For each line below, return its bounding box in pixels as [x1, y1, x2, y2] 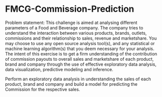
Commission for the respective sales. [5, 86, 80, 92]
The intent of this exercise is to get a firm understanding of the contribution [5, 50, 158, 57]
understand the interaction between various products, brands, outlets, [5, 30, 147, 36]
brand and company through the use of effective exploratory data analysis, [5, 61, 157, 67]
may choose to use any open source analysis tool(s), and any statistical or [5, 40, 155, 46]
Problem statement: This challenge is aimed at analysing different [5, 20, 137, 25]
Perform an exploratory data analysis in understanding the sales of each [5, 76, 151, 82]
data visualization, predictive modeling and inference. [5, 66, 113, 72]
